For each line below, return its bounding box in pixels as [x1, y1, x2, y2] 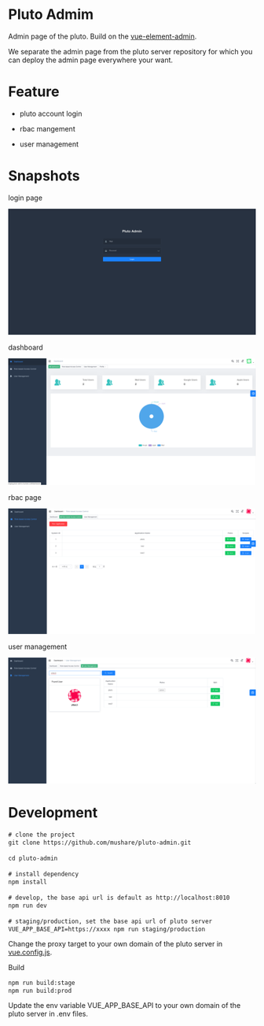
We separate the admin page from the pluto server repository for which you [8, 46, 253, 56]
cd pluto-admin [8, 854, 58, 862]
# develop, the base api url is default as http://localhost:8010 [8, 894, 230, 902]
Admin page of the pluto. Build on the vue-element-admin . [8, 31, 197, 41]
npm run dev [8, 902, 47, 909]
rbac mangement [19, 124, 76, 133]
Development [8, 804, 98, 822]
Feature [8, 83, 60, 101]
